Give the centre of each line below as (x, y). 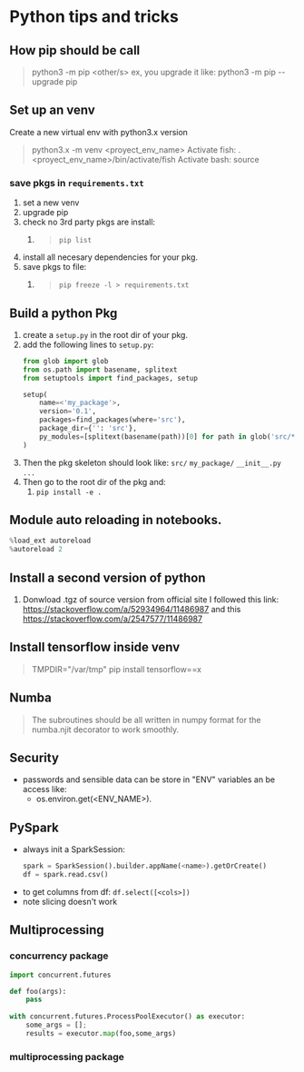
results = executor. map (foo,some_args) (101, 1033)
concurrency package (59, 956)
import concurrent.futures (60, 975)
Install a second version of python (108, 577)
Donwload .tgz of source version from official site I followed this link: (151, 600)
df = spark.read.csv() (65, 875)
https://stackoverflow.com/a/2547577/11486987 (112, 619)
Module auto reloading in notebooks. (116, 520)
